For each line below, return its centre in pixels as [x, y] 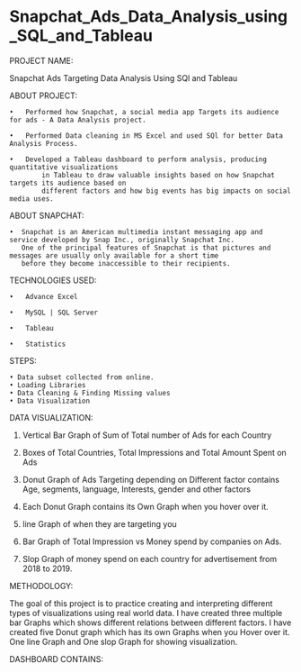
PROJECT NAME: [41, 60]
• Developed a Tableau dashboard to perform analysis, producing [138, 159]
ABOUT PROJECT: [44, 95]
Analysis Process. [44, 143]
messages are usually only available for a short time [114, 255]
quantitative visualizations [64, 167]
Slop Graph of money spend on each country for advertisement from [150, 558]
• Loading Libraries [48, 385]
